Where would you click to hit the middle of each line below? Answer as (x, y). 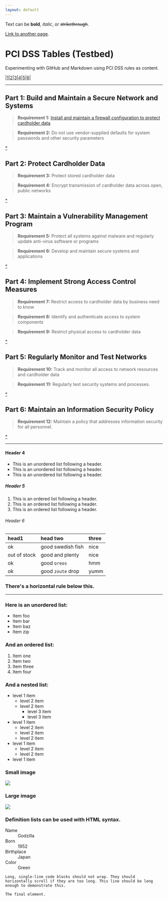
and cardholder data (38, 374)
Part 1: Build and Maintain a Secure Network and (82, 98)
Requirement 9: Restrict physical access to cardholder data (79, 331)
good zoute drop (60, 571)
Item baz (21, 627)
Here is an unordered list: (36, 605)
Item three (23, 666)
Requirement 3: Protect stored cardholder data (66, 176)
